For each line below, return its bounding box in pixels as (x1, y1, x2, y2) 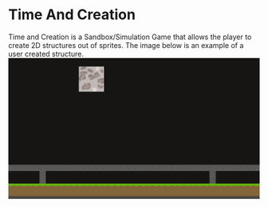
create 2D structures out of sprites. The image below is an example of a (8, 40, 244, 50)
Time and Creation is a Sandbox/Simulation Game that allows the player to (8, 32, 252, 42)
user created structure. (8, 49, 84, 58)
